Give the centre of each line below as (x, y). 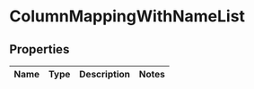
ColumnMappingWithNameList (127, 16)
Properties (39, 49)
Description (105, 74)
